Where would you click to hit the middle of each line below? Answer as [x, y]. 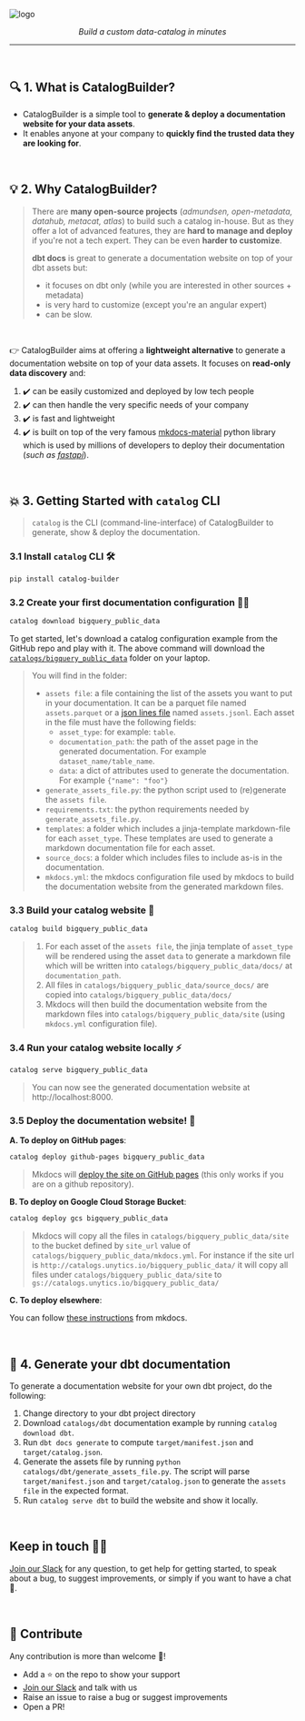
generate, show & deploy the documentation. [116, 532]
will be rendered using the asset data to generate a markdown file [168, 956]
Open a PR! [44, 1706]
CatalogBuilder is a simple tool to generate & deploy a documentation [154, 114]
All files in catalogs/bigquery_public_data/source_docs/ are [157, 985]
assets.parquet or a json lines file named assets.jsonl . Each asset [170, 712]
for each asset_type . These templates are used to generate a [159, 838]
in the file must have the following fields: [121, 722]
